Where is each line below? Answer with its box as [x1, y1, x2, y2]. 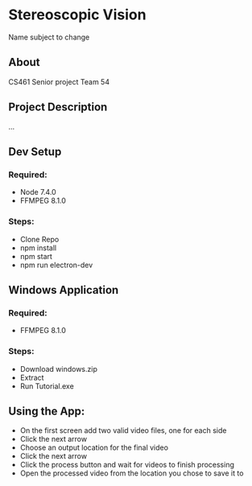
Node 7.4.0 [19, 187, 56, 197]
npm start [19, 251, 52, 261]
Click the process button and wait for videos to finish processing [19, 460, 235, 470]
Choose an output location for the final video [19, 443, 169, 452]
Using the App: [8, 404, 85, 418]
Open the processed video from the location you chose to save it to [19, 468, 244, 478]
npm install [19, 243, 57, 253]
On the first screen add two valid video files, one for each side [19, 426, 227, 435]
